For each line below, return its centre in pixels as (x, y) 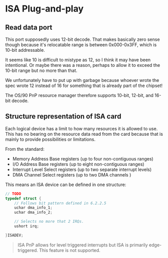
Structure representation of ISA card (63, 116)
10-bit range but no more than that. (41, 70)
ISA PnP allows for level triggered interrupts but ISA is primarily (82, 245)
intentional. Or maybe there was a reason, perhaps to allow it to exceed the (83, 65)
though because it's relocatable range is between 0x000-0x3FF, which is (81, 45)
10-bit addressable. (25, 50)
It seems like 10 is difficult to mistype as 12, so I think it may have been (78, 60)
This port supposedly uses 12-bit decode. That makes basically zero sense (82, 39)
